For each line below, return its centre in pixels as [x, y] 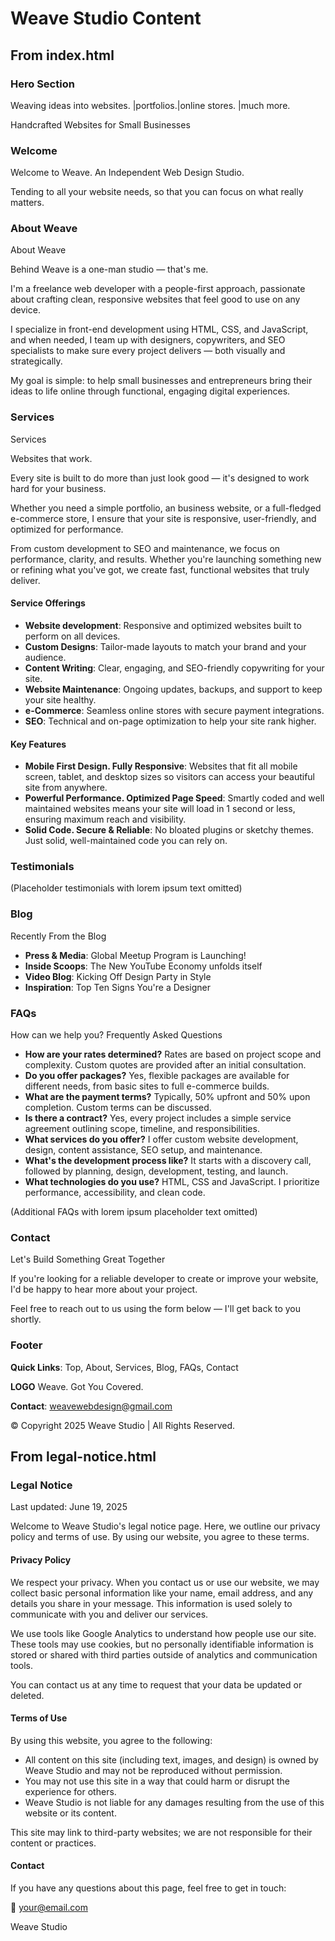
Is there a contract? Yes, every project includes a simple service [158, 1118]
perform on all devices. [72, 636]
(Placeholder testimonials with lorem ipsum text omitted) [126, 888]
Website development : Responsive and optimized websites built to [163, 625]
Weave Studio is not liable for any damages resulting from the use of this [174, 1802]
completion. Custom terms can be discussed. [118, 1108]
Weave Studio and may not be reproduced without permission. [153, 1770]
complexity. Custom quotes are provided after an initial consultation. [165, 1065]
